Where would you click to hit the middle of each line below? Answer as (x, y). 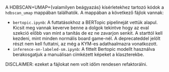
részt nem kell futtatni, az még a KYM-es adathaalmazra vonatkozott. (85, 44)
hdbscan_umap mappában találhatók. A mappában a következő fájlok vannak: (84, 13)
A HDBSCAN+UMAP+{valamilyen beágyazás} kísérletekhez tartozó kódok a (85, 7)
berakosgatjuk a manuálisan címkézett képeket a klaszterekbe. (78, 54)
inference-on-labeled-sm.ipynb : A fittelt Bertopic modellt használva (84, 49)
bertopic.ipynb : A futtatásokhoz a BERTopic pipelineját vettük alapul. (85, 22)
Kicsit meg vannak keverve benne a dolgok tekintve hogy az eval (81, 28)
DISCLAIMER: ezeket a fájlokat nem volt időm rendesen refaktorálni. (76, 64)
